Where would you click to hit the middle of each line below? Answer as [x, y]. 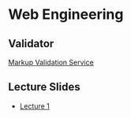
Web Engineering [66, 15]
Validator [31, 44]
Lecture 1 [34, 106]
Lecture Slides [44, 87]
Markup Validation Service [51, 62]
